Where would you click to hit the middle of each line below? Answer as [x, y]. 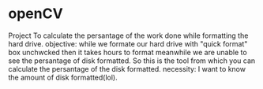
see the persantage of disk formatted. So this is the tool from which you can [132, 61]
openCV [36, 14]
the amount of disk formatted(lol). [63, 77]
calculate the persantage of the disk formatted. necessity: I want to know [127, 69]
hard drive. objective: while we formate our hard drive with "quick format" [128, 43]
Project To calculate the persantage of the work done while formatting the [128, 35]
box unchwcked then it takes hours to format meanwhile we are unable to [128, 52]
